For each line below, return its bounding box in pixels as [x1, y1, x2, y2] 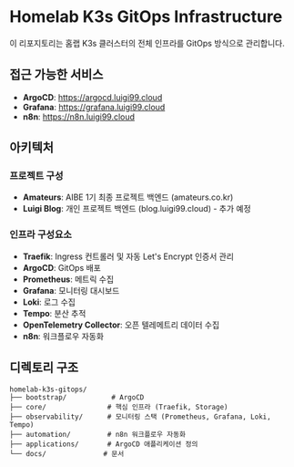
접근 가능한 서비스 [9, 67, 104, 83]
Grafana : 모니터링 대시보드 [22, 285, 120, 296]
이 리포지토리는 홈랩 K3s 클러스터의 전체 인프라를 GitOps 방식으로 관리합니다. [9, 37, 285, 48]
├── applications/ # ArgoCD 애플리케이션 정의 [9, 440, 198, 449]
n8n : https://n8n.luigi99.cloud [22, 111, 135, 122]
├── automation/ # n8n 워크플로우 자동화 [9, 430, 187, 439]
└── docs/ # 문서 [9, 449, 125, 458]
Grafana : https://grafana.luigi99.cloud [22, 101, 166, 112]
